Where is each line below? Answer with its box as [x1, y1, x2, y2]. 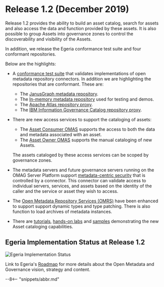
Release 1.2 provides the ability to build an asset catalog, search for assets [5, 20, 159, 26]
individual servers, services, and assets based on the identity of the [12, 183, 152, 189]
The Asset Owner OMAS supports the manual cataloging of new [19, 137, 152, 143]
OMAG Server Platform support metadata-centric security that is [12, 172, 146, 178]
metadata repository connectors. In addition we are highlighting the [12, 76, 151, 82]
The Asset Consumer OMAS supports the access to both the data [19, 126, 155, 132]
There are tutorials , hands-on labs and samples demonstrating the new [12, 218, 159, 224]
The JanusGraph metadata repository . [19, 91, 98, 97]
